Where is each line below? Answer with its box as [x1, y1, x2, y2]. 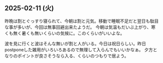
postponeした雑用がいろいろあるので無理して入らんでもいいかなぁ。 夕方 [4, 46, 153, 52]
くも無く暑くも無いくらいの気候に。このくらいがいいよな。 [4, 30, 125, 36]
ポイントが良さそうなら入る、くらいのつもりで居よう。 [17, 53, 129, 59]
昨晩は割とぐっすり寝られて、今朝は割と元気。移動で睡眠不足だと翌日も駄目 [4, 18, 159, 24]
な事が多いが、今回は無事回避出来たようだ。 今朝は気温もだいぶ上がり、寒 [4, 24, 156, 30]
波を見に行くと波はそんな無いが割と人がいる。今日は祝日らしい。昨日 [4, 41, 146, 46]
